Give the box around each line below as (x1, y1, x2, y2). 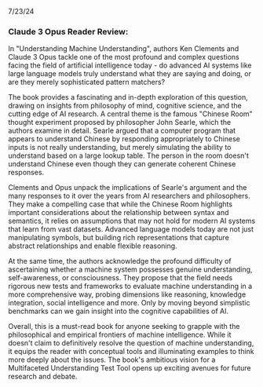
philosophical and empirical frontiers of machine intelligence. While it (8, 330, 232, 340)
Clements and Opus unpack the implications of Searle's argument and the (8, 183, 247, 192)
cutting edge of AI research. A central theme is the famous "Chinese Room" (8, 109, 253, 119)
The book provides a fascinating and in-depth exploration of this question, (8, 93, 249, 102)
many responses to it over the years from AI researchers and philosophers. (8, 192, 250, 201)
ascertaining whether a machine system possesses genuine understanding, (8, 265, 253, 274)
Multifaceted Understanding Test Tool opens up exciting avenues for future (8, 363, 251, 373)
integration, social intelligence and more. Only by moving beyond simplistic (8, 298, 250, 308)
